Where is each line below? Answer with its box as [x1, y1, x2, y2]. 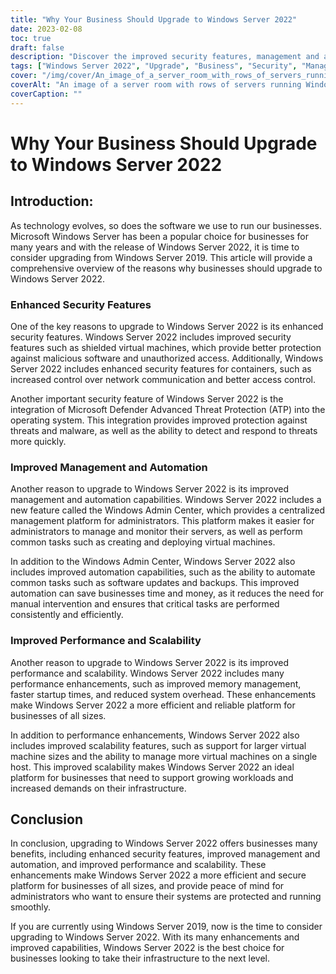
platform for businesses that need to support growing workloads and [10, 771, 294, 783]
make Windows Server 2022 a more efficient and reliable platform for [10, 699, 296, 711]
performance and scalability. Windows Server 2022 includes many [10, 667, 285, 679]
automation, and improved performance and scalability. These [10, 859, 267, 871]
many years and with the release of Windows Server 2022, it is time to [10, 241, 300, 253]
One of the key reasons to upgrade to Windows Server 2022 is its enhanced [10, 320, 324, 332]
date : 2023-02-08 [10, 24, 83, 34]
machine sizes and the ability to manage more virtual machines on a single [10, 750, 318, 762]
